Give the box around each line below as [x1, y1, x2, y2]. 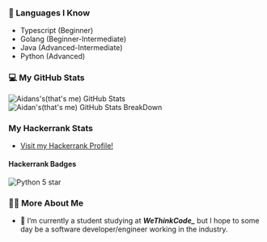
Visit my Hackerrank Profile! [19, 141, 113, 151]
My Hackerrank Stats [8, 122, 93, 134]
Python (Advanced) [19, 52, 86, 62]
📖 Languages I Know [8, 7, 91, 19]
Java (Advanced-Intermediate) [19, 43, 123, 53]
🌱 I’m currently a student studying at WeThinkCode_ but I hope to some [19, 216, 260, 226]
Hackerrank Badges [8, 159, 77, 169]
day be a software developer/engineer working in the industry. [19, 224, 228, 234]
